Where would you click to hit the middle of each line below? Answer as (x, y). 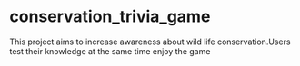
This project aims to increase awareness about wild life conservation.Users (150, 42)
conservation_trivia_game (110, 17)
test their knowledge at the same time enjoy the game (110, 51)
